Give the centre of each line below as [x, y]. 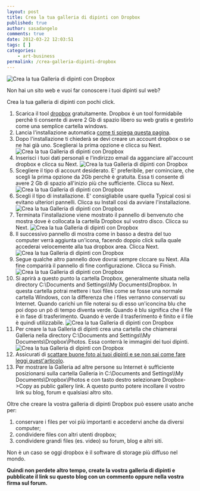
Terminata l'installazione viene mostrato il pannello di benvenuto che [99, 215]
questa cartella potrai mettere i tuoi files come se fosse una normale [99, 291]
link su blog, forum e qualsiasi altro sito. [64, 392]
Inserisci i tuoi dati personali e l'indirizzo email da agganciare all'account [104, 158]
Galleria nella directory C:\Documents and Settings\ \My [83, 335]
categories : [21, 51]
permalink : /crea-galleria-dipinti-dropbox [62, 61]
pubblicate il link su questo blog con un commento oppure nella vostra [95, 476]
